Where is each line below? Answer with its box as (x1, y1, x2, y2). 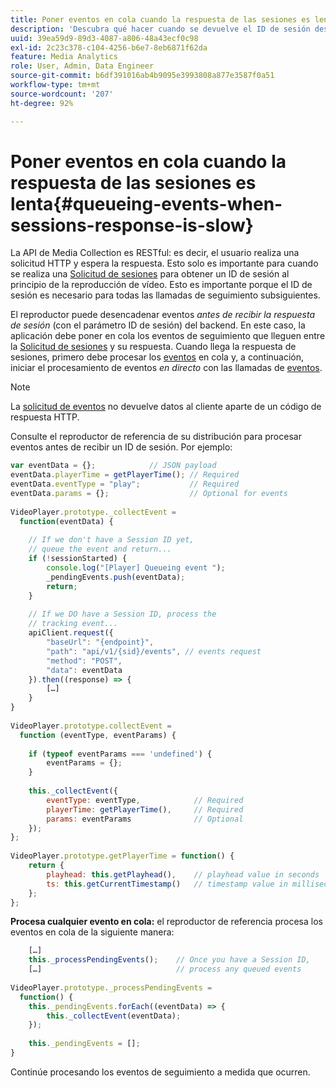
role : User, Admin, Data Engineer (10, 61, 155, 71)
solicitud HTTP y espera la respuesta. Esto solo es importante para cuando (10, 257, 319, 270)
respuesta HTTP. (10, 411, 80, 423)
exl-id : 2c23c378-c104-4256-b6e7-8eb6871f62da (10, 42, 208, 53)
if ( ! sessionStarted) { (28, 554, 128, 564)
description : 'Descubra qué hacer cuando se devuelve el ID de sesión (10, 24, 311, 34)
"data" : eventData (46, 665, 123, 675)
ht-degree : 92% (10, 98, 74, 108)
